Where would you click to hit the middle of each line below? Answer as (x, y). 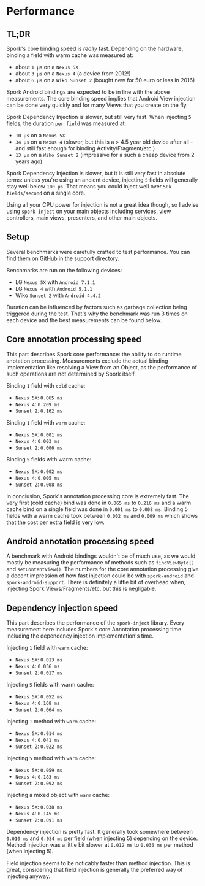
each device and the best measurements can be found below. (84, 320)
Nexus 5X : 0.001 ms (39, 434)
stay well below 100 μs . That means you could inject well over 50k (89, 186)
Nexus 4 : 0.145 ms (37, 814)
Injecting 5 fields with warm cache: (50, 685)
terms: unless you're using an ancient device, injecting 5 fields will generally (102, 180)
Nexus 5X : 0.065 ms (39, 398)
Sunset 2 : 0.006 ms (39, 447)
